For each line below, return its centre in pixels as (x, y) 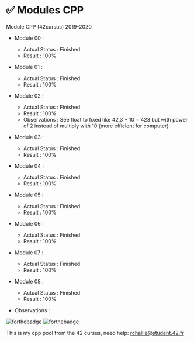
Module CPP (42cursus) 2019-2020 (49, 26)
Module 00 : (29, 38)
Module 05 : (29, 195)
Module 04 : (29, 166)
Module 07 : (29, 253)
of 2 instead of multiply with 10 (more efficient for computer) (96, 126)
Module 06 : (29, 223)
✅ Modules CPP (45, 10)
